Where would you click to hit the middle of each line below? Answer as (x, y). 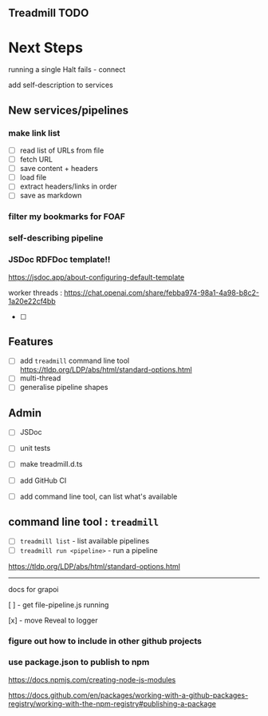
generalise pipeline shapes (64, 388)
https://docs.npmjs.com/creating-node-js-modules (92, 679)
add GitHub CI (43, 480)
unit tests (35, 448)
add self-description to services (61, 85)
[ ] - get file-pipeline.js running (59, 605)
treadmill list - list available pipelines (85, 541)
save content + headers (59, 169)
